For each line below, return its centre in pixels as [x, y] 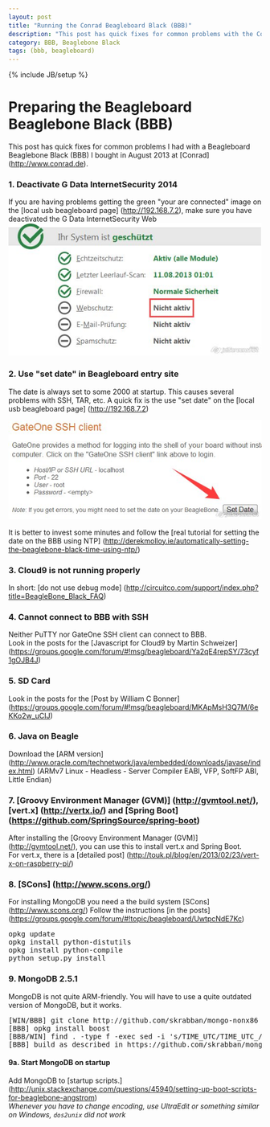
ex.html [21, 771]
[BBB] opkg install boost [59, 1028]
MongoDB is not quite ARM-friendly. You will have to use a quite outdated [130, 996]
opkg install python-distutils [70, 942]
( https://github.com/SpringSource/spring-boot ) [104, 820]
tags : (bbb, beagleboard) [51, 51]
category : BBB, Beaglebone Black [64, 43]
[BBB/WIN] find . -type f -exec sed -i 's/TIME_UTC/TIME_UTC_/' [138, 1036]
